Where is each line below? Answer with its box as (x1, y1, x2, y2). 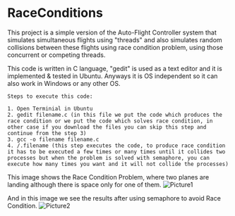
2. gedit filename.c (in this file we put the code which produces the (7, 111, 222, 118)
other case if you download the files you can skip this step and (7, 123, 207, 131)
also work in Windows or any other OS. (7, 79, 121, 87)
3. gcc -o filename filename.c (7, 136, 100, 143)
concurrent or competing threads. (7, 51, 106, 59)
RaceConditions (7, 5, 104, 21)
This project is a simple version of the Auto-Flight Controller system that (7, 28, 217, 37)
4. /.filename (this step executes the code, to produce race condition (7, 142, 226, 149)
